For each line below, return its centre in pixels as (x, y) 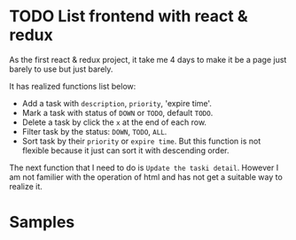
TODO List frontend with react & (129, 16)
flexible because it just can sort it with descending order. (125, 150)
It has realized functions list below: (73, 86)
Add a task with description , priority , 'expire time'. (117, 103)
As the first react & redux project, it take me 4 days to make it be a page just (148, 59)
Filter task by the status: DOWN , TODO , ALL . (94, 131)
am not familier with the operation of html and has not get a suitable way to (146, 177)
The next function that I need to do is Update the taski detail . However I (144, 167)
